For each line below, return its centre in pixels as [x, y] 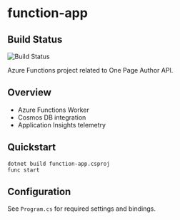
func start [24, 170]
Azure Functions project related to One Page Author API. [90, 70]
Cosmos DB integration [52, 117]
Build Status [35, 40]
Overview [30, 93]
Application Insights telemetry [61, 125]
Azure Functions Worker [53, 110]
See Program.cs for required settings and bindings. [81, 209]
